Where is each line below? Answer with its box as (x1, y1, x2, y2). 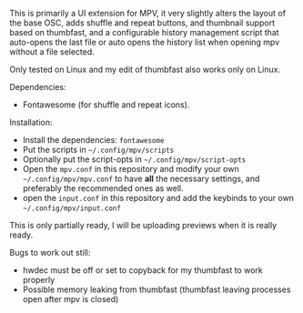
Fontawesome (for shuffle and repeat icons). (22, 99, 190, 110)
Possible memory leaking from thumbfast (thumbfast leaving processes (22, 284, 291, 295)
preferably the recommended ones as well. (22, 183, 184, 194)
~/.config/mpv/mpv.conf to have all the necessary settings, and (22, 173, 260, 184)
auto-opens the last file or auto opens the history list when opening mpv (9, 36, 280, 47)
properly (22, 275, 56, 285)
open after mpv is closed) (22, 294, 119, 304)
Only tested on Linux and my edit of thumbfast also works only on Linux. (9, 64, 280, 75)
